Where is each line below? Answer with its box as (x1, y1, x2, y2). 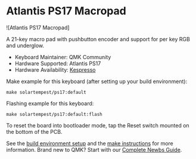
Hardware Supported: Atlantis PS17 (14, 60, 101, 67)
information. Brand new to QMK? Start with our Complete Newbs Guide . (6, 146, 182, 153)
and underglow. (6, 42, 45, 49)
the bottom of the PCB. (6, 128, 63, 135)
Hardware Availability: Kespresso (14, 66, 96, 73)
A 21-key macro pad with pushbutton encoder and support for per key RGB (6, 35, 191, 42)
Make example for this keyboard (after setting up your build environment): (6, 78, 188, 85)
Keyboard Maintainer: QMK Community (14, 53, 111, 60)
